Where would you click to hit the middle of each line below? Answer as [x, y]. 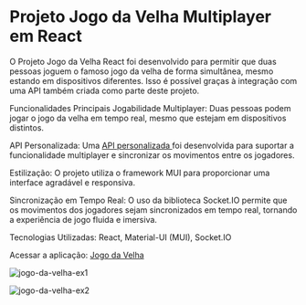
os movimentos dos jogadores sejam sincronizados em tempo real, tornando [153, 210]
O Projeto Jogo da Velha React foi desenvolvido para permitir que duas [143, 61]
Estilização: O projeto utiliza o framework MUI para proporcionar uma [140, 173]
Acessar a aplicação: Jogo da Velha [77, 255]
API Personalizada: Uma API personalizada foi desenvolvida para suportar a [152, 145]
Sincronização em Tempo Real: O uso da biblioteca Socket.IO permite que [148, 200]
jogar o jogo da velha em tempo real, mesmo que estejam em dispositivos [148, 118]
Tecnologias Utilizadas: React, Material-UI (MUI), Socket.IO [121, 237]
